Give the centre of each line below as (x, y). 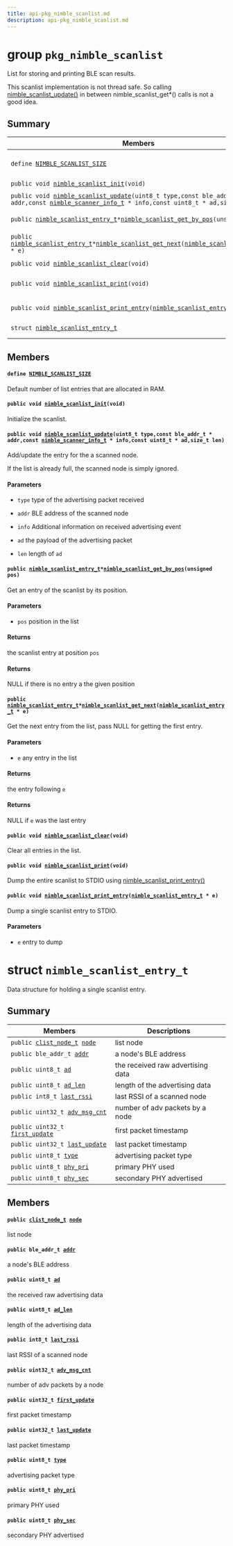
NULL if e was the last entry (47, 820)
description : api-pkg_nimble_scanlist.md (68, 20)
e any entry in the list (47, 758)
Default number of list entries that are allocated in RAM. (87, 389)
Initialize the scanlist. (37, 419)
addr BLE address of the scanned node (73, 513)
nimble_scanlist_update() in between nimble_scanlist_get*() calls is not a (110, 95)
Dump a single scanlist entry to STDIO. (62, 911)
